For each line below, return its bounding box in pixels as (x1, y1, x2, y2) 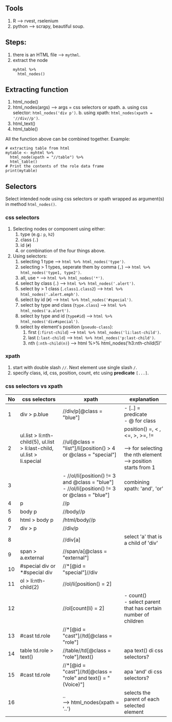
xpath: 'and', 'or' (124, 485, 164, 492)
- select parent (124, 599, 161, 606)
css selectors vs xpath (5, 383, 63, 390)
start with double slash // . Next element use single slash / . (12, 364, 137, 370)
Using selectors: (12, 253, 48, 259)
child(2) (20, 584, 39, 591)
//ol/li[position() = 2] (62, 581, 112, 588)
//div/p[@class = (62, 408, 103, 415)
